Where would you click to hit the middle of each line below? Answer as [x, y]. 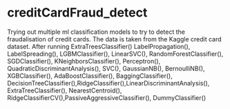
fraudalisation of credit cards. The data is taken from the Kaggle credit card [115, 39]
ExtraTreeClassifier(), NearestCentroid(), [65, 90]
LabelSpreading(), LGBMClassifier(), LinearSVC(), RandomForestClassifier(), [115, 54]
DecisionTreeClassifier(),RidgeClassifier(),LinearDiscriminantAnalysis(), [108, 83]
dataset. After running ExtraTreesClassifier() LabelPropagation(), [99, 46]
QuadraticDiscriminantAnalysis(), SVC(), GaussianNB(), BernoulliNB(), [106, 68]
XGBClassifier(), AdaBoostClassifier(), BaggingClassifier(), [90, 76]
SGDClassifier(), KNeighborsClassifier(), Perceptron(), [84, 61]
